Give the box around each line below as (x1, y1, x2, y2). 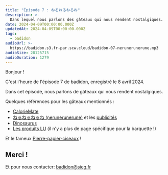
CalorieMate (12, 108, 39, 115)
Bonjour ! (5, 69, 25, 75)
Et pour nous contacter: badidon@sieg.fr (5, 164, 91, 170)
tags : (5, 31, 17, 36)
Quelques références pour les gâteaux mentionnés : (5, 98, 115, 105)
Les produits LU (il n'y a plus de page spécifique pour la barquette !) (12, 126, 157, 132)
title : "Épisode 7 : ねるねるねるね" (5, 7, 80, 13)
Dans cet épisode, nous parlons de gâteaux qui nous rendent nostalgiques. (5, 89, 163, 95)
